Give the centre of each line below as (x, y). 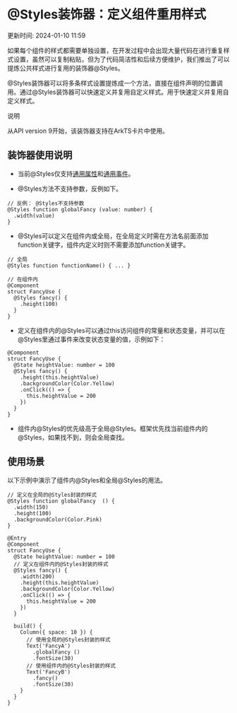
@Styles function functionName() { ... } (69, 266)
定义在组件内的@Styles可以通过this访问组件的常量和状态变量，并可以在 (121, 330)
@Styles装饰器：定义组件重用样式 (107, 14)
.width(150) (31, 507)
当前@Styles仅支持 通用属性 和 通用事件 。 (76, 173)
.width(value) (34, 216)
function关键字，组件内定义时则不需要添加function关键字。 (103, 244)
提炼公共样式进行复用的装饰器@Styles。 (66, 68)
